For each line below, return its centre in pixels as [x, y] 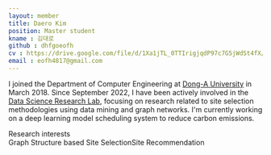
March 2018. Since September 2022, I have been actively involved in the [128, 92]
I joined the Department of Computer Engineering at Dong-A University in [130, 84]
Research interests [40, 133]
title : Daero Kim [38, 23]
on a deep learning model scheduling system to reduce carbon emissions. [131, 118]
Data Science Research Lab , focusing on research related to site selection [131, 101]
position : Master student [52, 31]
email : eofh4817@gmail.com [56, 61]
